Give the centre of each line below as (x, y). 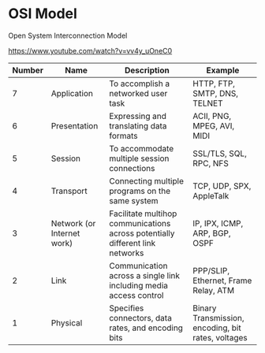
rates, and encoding (146, 328)
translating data (138, 125)
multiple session (139, 158)
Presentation (75, 125)
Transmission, (218, 318)
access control (136, 295)
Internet (65, 233)
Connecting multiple (146, 180)
